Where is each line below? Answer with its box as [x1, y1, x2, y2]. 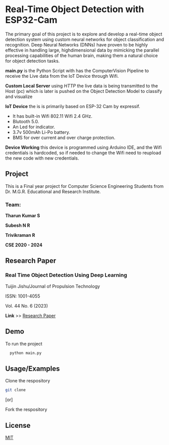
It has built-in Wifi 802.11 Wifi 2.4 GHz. [12, 113, 92, 119]
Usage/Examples [5, 364, 60, 373]
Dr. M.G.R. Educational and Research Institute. [5, 188, 101, 194]
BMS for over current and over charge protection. [12, 134, 116, 140]
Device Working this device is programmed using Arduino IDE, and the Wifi [5, 144, 162, 150]
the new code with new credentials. [5, 155, 79, 161]
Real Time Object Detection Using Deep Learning [5, 272, 128, 279]
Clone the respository [5, 378, 50, 384]
